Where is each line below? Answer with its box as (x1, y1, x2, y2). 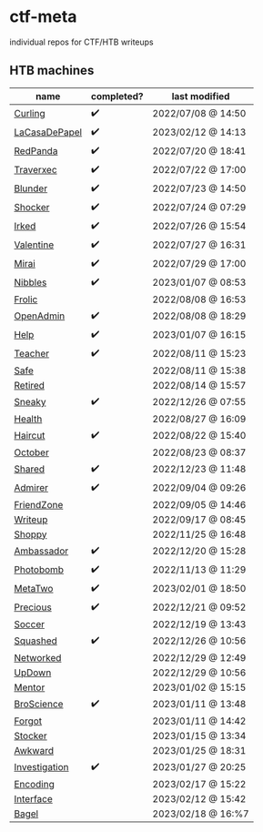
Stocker (14, 729, 47, 742)
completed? (90, 89, 144, 102)
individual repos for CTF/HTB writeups (9, 36, 155, 47)
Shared (14, 462, 46, 475)
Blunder (14, 182, 48, 195)
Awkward (14, 744, 55, 756)
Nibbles (14, 276, 47, 289)
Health (14, 412, 43, 425)
